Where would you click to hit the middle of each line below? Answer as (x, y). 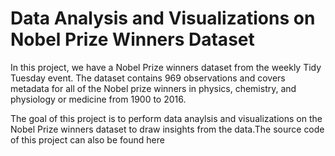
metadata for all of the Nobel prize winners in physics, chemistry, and (153, 88)
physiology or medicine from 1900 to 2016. (98, 99)
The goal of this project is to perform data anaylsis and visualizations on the (166, 118)
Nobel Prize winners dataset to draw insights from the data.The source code (167, 129)
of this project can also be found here (87, 139)
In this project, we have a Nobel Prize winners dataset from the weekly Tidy (166, 67)
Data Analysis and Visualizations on (163, 18)
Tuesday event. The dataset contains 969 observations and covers (148, 78)
